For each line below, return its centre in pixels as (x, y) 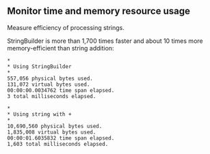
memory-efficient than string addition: (61, 48)
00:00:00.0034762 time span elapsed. (61, 90)
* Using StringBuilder (39, 66)
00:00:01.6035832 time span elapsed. (61, 138)
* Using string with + (39, 114)
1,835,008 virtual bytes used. (52, 132)
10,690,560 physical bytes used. (55, 126)
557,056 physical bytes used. (50, 78)
